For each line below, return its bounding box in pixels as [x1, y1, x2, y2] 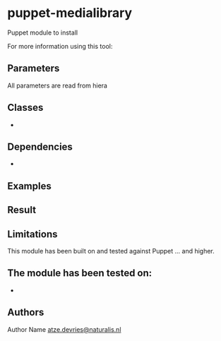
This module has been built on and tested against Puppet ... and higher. [7, 246, 215, 255]
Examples [7, 180, 52, 192]
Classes [7, 102, 44, 114]
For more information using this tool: [7, 42, 113, 50]
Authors [7, 306, 44, 318]
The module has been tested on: [7, 267, 153, 280]
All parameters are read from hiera [7, 81, 108, 90]
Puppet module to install [7, 28, 78, 37]
